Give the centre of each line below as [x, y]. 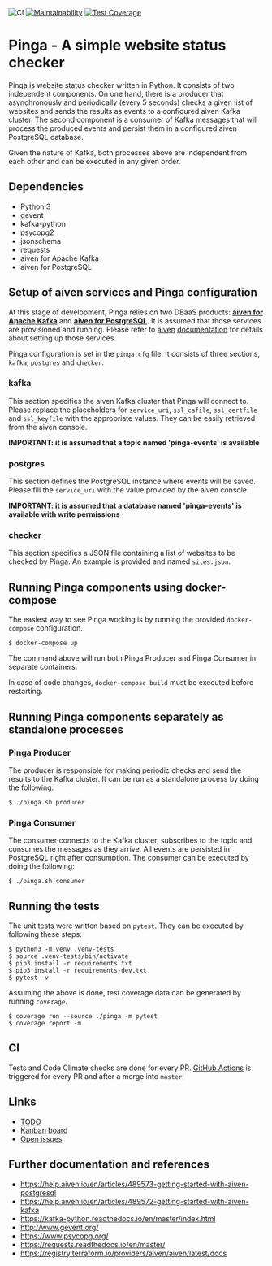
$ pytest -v [28, 978]
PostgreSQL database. [46, 137]
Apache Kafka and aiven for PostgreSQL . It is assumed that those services [135, 320]
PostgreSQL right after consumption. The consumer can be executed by [129, 858]
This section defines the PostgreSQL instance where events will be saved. [132, 481]
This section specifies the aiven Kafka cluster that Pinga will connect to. [129, 401]
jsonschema [41, 241]
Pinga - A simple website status [117, 46]
